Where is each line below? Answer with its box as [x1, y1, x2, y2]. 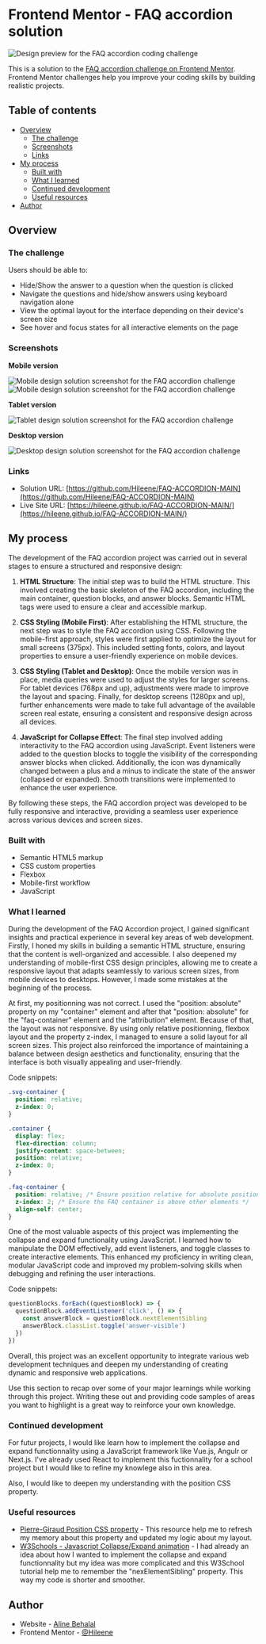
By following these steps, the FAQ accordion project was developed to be [8, 798, 248, 808]
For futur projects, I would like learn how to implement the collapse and [8, 1437, 240, 1447]
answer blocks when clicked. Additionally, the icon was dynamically [19, 757, 241, 767]
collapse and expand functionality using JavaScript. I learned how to [8, 1235, 232, 1245]
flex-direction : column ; [15, 1139, 97, 1147]
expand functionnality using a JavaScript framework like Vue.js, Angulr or [8, 1446, 248, 1455]
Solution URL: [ [19, 484, 69, 493]
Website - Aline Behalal [19, 1619, 97, 1629]
